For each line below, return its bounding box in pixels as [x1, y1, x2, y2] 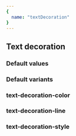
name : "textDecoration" [11, 14, 70, 20]
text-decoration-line [6, 107, 66, 115]
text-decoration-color [6, 91, 71, 99]
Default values [6, 59, 49, 67]
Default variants [6, 75, 54, 83]
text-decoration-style [6, 122, 70, 131]
